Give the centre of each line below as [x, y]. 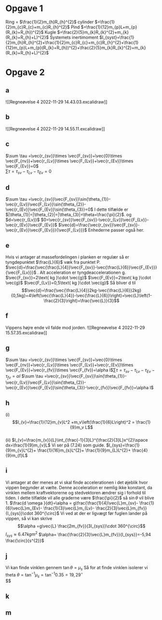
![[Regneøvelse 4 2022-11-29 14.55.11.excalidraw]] [55, 128]
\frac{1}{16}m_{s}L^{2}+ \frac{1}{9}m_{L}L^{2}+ [84, 450]
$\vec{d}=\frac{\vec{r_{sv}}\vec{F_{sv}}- [99, 225]
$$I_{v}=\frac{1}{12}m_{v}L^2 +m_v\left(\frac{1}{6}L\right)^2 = [74, 422]
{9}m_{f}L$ [17, 456]
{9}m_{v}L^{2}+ [21, 450]
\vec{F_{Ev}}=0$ [22, 166]
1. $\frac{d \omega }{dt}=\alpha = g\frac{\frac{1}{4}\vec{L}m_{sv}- [72, 503]
